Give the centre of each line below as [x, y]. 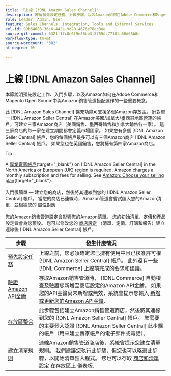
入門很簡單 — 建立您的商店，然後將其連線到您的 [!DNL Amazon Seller [78, 192]
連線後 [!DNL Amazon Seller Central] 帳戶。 [51, 229]
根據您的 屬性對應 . [38, 205]
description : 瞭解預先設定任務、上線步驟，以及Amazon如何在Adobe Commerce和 [81, 15]
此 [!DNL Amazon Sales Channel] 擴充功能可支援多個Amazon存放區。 [78, 111]
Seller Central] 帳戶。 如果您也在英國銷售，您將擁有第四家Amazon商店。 [81, 143]
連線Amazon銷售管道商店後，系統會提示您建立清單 [100, 343]
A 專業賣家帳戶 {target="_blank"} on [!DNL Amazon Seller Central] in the [81, 164]
